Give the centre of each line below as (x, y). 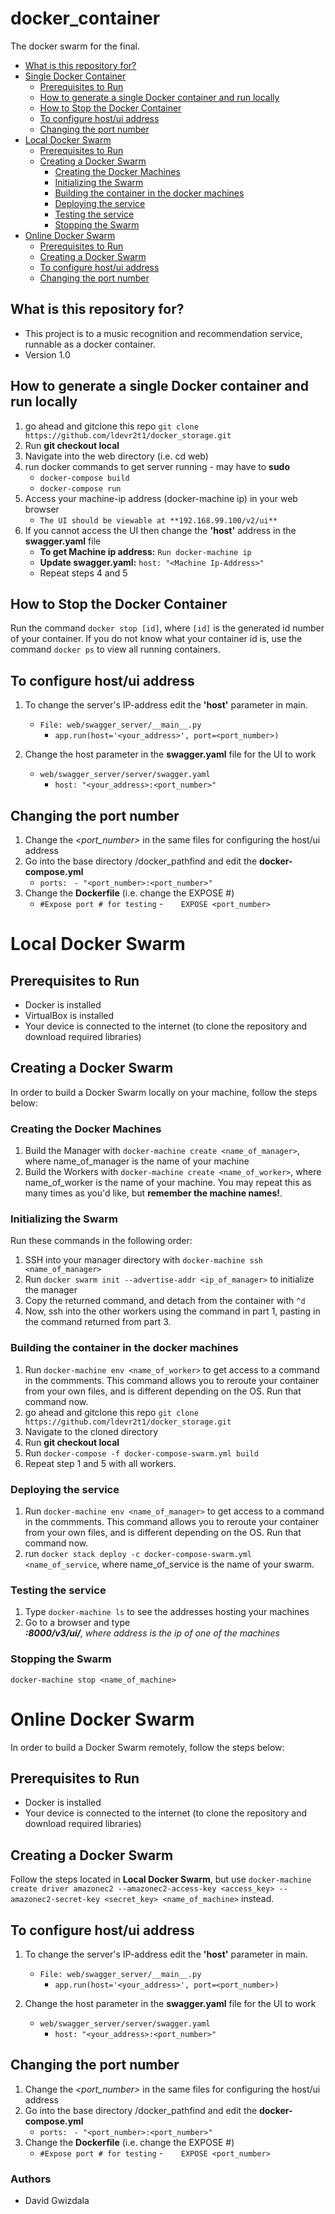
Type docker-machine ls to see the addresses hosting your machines (167, 1612)
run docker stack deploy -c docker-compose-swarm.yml (138, 1553)
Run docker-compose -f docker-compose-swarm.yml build (141, 1453)
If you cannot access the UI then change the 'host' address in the (160, 530)
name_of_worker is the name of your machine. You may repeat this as (168, 1183)
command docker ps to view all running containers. (115, 649)
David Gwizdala (57, 2201)
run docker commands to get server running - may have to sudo (157, 466)
